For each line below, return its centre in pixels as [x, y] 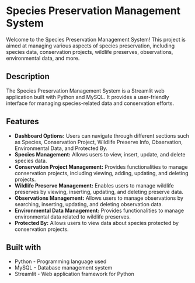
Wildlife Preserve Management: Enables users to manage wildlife [94, 185]
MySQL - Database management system [63, 268]
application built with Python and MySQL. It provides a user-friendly [88, 97]
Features [22, 122]
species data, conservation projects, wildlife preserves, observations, [90, 52]
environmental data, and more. [43, 58]
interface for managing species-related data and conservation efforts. [90, 103]
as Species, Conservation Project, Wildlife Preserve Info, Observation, [98, 142]
